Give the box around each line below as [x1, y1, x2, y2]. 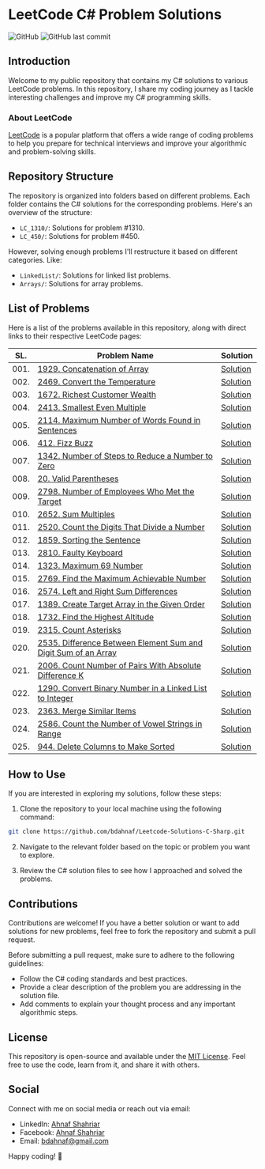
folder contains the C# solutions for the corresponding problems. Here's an [8, 199, 252, 209]
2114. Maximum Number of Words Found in [37, 414, 201, 426]
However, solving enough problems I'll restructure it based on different [8, 247, 238, 256]
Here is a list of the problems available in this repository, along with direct [8, 323, 247, 332]
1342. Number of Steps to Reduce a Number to [37, 450, 213, 461]
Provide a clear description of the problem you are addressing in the [19, 982, 242, 992]
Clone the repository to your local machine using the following [19, 804, 222, 814]
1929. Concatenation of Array [37, 363, 149, 374]
